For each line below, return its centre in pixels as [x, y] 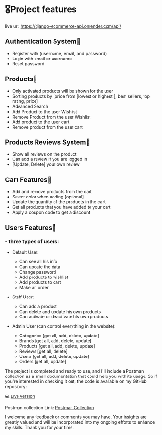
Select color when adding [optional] [48, 197]
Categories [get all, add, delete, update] [59, 336]
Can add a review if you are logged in [50, 159]
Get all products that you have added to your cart [61, 207]
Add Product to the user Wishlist [45, 111]
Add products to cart [40, 282]
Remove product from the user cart [47, 127]
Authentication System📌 [43, 42]
